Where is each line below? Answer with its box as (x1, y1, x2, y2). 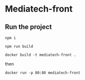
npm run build (5, 44, 34, 49)
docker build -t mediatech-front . (5, 52, 76, 57)
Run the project (5, 23, 52, 31)
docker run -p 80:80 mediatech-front (5, 70, 81, 75)
